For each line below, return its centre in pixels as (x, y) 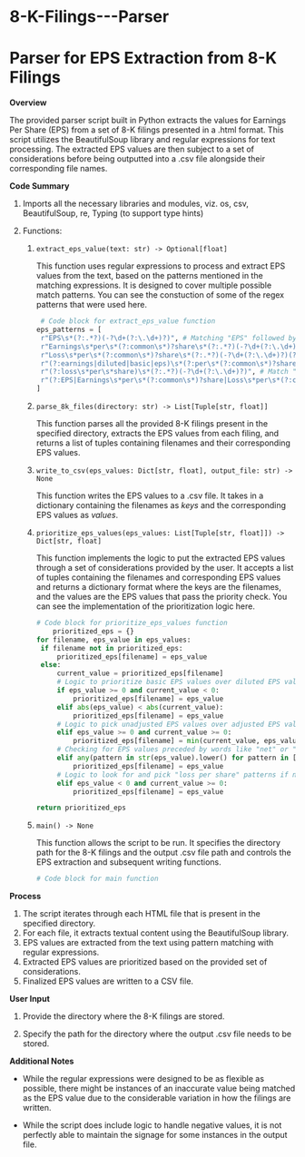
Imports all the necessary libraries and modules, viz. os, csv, (136, 204)
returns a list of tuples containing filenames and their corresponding (163, 443)
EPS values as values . (77, 515)
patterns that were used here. (92, 305)
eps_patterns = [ (69, 329)
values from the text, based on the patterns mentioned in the (149, 276)
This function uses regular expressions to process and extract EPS (161, 266)
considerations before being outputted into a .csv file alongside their (138, 159)
